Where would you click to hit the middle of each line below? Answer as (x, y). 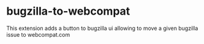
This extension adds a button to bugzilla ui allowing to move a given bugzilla (102, 28)
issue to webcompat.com (38, 34)
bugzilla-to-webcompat (68, 11)
